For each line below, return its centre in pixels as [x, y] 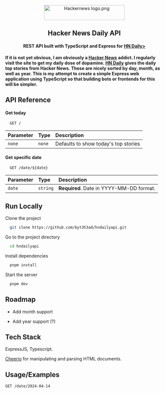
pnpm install [23, 265]
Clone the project [23, 218]
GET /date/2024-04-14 [28, 386]
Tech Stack [23, 337]
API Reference [28, 100]
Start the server [21, 275]
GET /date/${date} [29, 168]
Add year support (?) [34, 321]
